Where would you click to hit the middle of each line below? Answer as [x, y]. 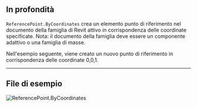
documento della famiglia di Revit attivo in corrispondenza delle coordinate [96, 30]
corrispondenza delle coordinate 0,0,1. [52, 60]
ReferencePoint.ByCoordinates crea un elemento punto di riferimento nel [94, 23]
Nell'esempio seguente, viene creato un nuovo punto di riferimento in [90, 53]
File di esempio [34, 84]
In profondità [30, 10]
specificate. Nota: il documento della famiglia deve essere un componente [96, 36]
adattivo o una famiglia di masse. [46, 42]
